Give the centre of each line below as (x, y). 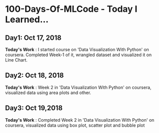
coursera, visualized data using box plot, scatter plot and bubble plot (75, 125)
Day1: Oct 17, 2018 (33, 38)
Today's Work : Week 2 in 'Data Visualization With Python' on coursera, (78, 87)
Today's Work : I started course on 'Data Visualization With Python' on (77, 50)
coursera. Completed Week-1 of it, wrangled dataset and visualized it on (79, 55)
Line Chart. (17, 60)
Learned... (27, 19)
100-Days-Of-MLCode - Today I (71, 9)
